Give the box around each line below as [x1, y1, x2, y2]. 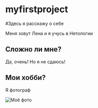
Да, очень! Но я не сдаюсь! [5, 59, 66, 65]
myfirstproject [5, 4, 68, 15]
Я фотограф [5, 87, 31, 93]
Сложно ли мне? [5, 45, 62, 54]
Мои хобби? [5, 73, 46, 82]
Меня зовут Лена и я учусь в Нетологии [5, 30, 93, 36]
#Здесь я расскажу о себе [5, 20, 64, 26]
